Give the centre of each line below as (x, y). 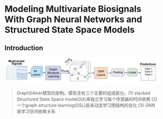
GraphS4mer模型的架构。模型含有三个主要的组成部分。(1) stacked (83, 93)
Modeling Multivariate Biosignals (73, 9)
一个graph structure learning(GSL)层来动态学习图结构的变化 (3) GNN (86, 105)
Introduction (24, 48)
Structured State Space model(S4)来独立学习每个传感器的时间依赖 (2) (87, 99)
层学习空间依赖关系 (36, 112)
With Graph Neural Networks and (73, 19)
